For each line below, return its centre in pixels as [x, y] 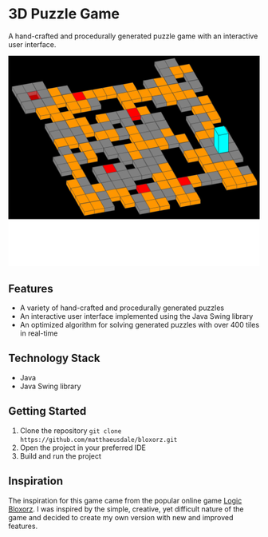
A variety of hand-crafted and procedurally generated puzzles [122, 308]
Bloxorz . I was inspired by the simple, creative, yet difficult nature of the [126, 509]
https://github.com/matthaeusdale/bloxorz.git [99, 440]
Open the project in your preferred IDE [83, 447]
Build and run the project [61, 455]
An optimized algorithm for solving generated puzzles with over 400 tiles [140, 325]
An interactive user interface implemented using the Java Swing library [136, 316]
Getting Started [47, 411]
